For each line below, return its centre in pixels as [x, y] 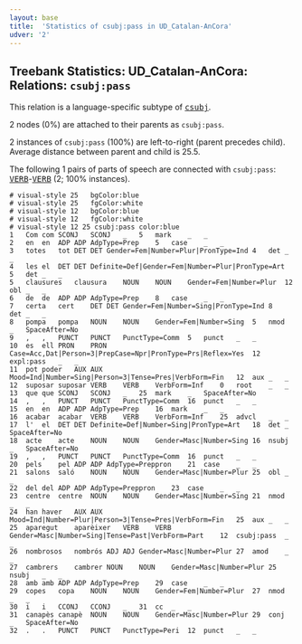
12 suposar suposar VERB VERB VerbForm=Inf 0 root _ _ [149, 385]
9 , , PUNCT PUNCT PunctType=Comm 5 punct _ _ [133, 338]
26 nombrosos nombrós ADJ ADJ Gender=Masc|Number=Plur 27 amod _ [149, 552]
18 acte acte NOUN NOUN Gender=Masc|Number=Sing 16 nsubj [149, 441]
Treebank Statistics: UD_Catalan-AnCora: [129, 71]
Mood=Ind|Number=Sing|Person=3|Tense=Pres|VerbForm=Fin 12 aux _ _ [149, 378]
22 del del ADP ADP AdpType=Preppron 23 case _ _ [125, 488]
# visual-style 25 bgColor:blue [75, 195]
